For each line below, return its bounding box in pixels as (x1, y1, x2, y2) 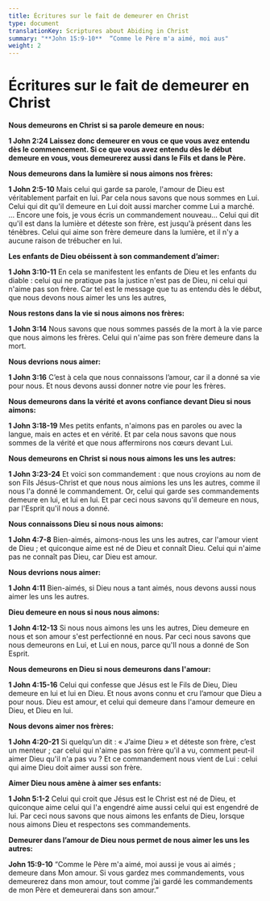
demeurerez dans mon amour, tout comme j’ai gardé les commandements (8, 877, 253, 886)
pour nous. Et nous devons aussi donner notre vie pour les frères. (8, 381, 226, 391)
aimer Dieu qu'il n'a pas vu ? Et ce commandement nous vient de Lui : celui (8, 754, 258, 764)
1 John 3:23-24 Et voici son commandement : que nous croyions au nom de (8, 469, 261, 479)
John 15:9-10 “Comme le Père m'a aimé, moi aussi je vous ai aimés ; (8, 860, 236, 870)
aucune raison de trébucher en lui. (8, 236, 123, 246)
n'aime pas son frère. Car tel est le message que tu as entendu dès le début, (8, 284, 262, 294)
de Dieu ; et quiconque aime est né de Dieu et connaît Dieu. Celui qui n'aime (8, 544, 261, 553)
